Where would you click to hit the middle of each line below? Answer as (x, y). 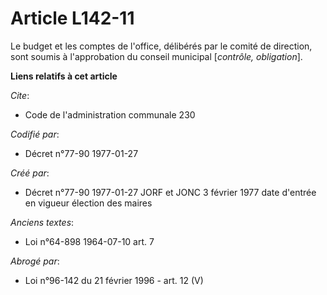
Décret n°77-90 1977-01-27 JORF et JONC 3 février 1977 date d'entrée (170, 192)
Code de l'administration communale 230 (110, 114)
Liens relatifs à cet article (64, 76)
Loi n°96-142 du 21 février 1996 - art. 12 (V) (114, 280)
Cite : (20, 95)
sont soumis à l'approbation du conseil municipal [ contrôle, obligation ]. (156, 56)
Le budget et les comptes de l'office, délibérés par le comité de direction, (161, 46)
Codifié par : (35, 134)
